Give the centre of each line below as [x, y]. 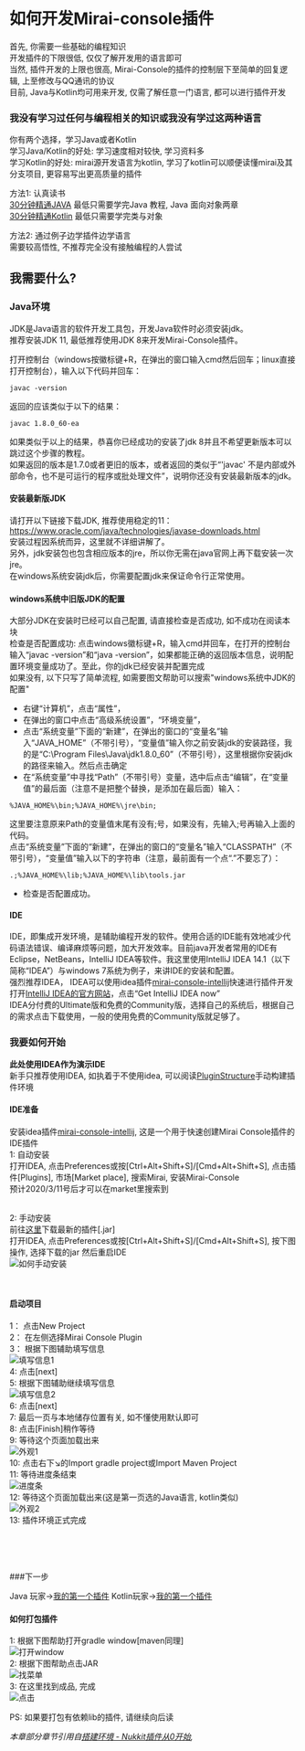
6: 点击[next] [33, 1406]
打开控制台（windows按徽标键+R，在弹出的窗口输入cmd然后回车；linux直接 [152, 359]
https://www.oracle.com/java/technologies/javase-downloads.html [135, 530]
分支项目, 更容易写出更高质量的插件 [76, 174]
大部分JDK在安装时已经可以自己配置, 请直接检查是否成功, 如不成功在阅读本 [150, 621]
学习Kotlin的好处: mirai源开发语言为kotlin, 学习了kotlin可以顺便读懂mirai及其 [151, 163]
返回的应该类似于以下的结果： [65, 406]
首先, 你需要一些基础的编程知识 [68, 46]
